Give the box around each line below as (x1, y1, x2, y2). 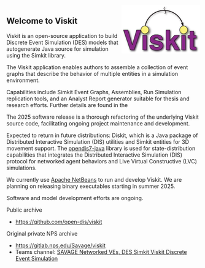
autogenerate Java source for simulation (6, 45, 109, 53)
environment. (6, 76, 40, 84)
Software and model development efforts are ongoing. (6, 194, 144, 201)
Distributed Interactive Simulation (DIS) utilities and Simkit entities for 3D (6, 138, 189, 145)
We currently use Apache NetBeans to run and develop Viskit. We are (6, 176, 182, 183)
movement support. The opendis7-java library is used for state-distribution (6, 144, 196, 152)
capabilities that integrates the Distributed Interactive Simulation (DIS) (6, 151, 183, 158)
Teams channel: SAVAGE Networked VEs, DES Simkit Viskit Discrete (15, 248, 187, 255)
